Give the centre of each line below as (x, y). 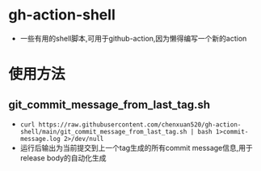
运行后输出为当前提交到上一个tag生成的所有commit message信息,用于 (136, 147)
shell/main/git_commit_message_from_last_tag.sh (103, 131)
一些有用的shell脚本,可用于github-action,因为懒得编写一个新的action (133, 38)
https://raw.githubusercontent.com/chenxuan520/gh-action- (140, 124)
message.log (40, 139)
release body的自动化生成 (63, 158)
